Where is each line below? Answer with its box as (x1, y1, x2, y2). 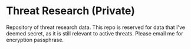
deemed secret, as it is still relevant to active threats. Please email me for (6, 30, 183, 37)
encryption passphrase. (6, 36, 64, 43)
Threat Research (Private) (6, 4, 136, 18)
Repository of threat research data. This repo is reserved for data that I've (6, 24, 186, 31)
